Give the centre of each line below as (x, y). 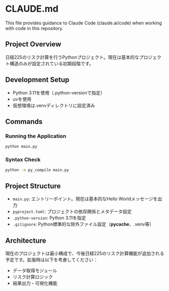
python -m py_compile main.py (37, 170)
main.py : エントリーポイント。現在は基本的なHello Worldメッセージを (85, 199)
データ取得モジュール (35, 270)
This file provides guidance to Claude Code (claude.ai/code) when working (84, 23)
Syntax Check (23, 159)
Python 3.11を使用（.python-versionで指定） (59, 92)
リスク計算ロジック (33, 277)
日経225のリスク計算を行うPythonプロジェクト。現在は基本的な (72, 57)
